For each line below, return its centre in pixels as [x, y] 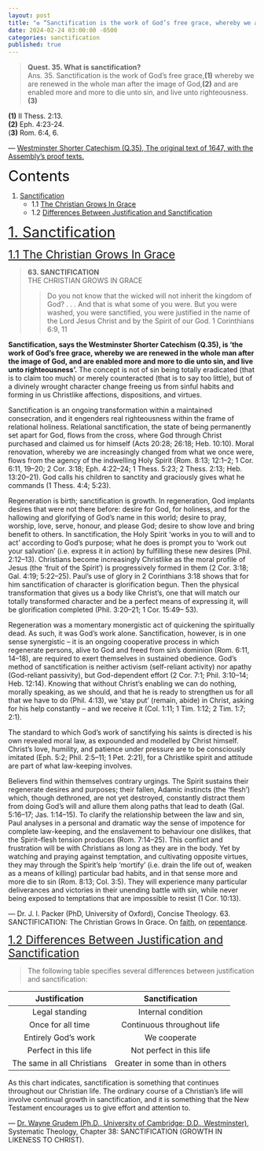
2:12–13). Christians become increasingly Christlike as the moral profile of [127, 560]
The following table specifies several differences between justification [141, 971]
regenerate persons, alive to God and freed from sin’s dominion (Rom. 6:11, [129, 650]
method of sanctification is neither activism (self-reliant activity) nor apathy [130, 667]
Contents [39, 176]
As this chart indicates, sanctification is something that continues [114, 1083]
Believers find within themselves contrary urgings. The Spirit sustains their [128, 781]
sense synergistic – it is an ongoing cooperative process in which [114, 642]
